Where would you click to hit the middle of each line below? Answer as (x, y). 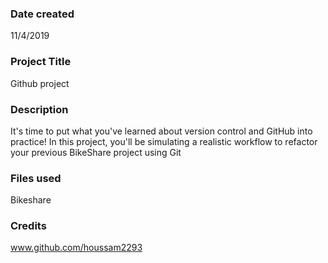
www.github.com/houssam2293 (76, 248)
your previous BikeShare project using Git (96, 152)
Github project (40, 83)
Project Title (41, 62)
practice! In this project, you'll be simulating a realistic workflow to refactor (164, 141)
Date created (42, 14)
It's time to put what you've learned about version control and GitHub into (161, 131)
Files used (36, 178)
